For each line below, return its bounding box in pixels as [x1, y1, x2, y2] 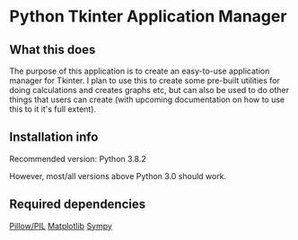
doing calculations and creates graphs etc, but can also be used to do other [9, 85, 290, 95]
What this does [9, 42, 96, 57]
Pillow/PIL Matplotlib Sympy [9, 220, 112, 231]
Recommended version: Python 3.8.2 [9, 153, 146, 164]
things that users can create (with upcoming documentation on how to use [9, 94, 285, 105]
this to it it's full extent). [9, 104, 97, 114]
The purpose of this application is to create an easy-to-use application [9, 65, 270, 76]
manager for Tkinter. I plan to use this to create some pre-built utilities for [9, 75, 280, 86]
